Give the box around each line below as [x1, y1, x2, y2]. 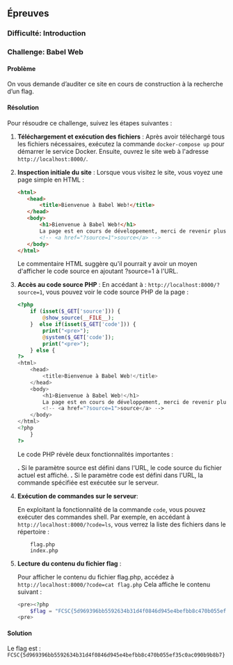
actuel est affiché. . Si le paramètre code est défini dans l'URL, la [17, 471, 204, 479]
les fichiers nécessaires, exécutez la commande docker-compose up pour [17, 139, 225, 148]
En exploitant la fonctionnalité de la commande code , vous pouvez [17, 505, 206, 513]
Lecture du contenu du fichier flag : [17, 559, 122, 568]
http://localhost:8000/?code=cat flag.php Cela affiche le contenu [17, 580, 211, 588]
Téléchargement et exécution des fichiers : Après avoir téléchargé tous [17, 132, 225, 141]
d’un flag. [7, 87, 35, 95]
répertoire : [17, 527, 50, 535]
